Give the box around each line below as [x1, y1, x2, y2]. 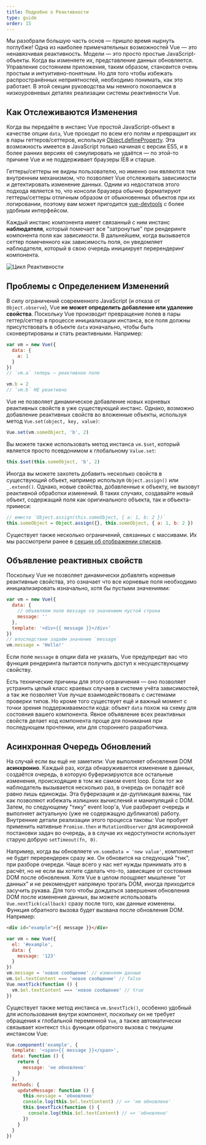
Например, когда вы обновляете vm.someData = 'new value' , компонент [6, 848, 194, 855]
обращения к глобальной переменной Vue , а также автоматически [6, 1017, 181, 1024]
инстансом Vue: [6, 1030, 48, 1037]
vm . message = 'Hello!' [6, 642, 64, 649]
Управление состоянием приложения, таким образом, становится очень [6, 63, 198, 70]
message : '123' [17, 953, 56, 959]
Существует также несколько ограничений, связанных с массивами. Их [6, 531, 197, 538]
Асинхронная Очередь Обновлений [6, 741, 151, 751]
